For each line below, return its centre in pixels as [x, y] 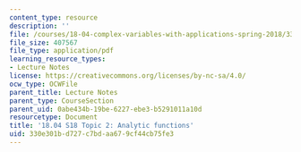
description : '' [39, 26]
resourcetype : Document [54, 117]
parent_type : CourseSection [62, 101]
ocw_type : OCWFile [43, 84]
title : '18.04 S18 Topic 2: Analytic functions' [102, 126]
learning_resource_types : [57, 59]
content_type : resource [54, 17]
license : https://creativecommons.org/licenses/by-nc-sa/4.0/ [128, 76]
